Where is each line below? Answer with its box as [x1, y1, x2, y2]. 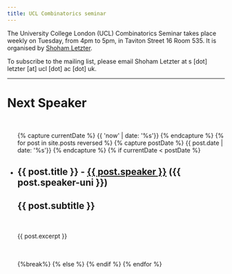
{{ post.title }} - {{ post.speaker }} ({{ [17, 166, 181, 177]
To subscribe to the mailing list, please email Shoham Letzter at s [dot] [7, 57, 208, 66]
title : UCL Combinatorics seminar [7, 10, 107, 17]
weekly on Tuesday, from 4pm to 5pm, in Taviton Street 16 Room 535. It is [7, 36, 217, 45]
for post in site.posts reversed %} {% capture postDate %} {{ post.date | [17, 139, 223, 147]
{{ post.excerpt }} [17, 232, 68, 240]
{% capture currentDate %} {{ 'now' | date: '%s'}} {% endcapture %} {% [17, 131, 224, 139]
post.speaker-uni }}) [17, 177, 108, 188]
